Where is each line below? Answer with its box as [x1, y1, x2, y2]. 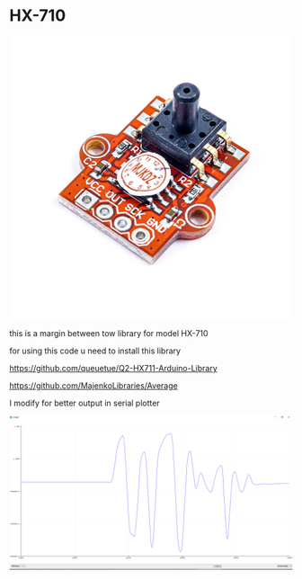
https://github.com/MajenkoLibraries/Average [9, 379, 178, 391]
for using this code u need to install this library [9, 345, 182, 356]
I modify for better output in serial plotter [9, 397, 160, 408]
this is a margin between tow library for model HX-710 [9, 327, 209, 338]
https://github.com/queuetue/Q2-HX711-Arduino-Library [9, 362, 218, 373]
